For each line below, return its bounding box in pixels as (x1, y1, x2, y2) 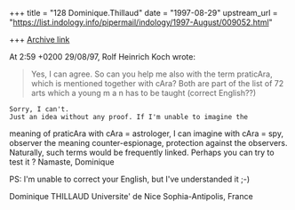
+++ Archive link (9, 35, 70, 44)
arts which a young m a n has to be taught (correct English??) (30, 88, 257, 98)
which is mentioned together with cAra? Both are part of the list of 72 (30, 78, 284, 88)
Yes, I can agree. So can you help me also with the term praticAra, (30, 69, 273, 79)
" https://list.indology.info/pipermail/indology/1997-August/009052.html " (9, 17, 273, 28)
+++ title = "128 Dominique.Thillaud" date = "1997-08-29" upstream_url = (9, 8, 278, 18)
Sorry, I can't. (9, 105, 69, 114)
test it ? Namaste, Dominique (9, 157, 115, 167)
